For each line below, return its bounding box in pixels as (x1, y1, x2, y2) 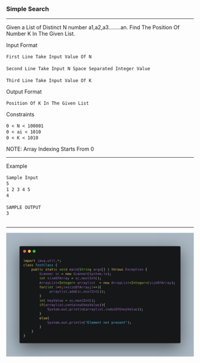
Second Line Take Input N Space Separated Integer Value (6, 66, 151, 72)
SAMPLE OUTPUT (6, 205, 42, 211)
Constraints (6, 111, 35, 118)
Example (6, 162, 28, 170)
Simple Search (6, 5, 49, 13)
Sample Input (6, 175, 39, 181)
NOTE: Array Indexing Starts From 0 (6, 145, 94, 153)
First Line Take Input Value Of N (6, 54, 92, 60)
